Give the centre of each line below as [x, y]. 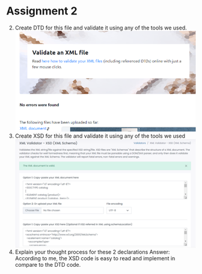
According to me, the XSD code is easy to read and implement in [95, 258]
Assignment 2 [42, 11]
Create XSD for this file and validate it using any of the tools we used [100, 136]
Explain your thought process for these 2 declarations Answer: [92, 252]
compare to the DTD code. [48, 264]
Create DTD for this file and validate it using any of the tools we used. [101, 28]
